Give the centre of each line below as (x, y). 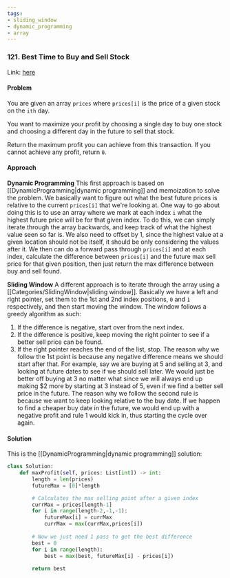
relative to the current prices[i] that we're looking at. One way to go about (114, 205)
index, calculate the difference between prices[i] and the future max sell (111, 256)
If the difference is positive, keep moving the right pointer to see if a (113, 334)
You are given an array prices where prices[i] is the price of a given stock (114, 103)
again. (26, 423)
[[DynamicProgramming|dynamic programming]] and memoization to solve (114, 190)
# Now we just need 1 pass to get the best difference (112, 537)
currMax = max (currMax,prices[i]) (93, 524)
